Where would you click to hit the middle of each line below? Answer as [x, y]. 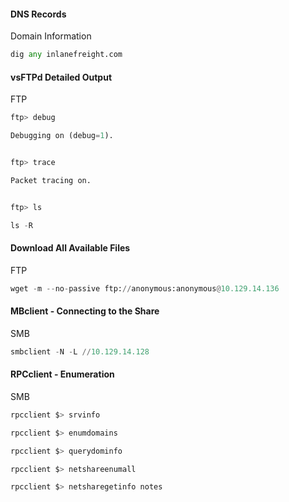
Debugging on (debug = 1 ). [62, 136]
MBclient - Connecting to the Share [85, 311]
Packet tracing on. [51, 180]
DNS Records [38, 14]
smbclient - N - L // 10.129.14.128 [80, 351]
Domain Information [51, 36]
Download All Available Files [70, 248]
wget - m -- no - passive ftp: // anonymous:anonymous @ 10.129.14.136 [145, 288]
